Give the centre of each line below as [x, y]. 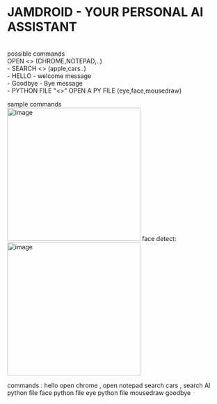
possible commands [36, 54]
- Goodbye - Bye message [45, 83]
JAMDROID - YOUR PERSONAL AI [105, 12]
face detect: [159, 238]
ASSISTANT [42, 27]
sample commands [34, 104]
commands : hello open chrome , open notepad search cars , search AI [109, 385]
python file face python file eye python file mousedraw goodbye [99, 393]
